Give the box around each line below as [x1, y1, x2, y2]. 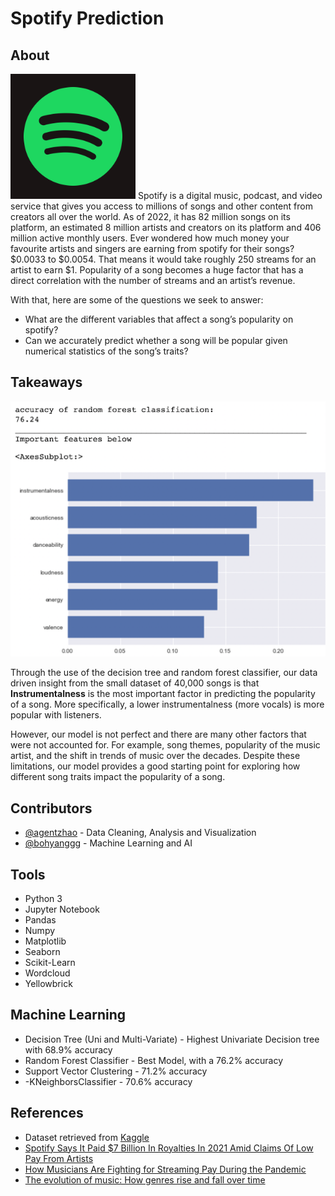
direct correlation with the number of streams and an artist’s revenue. [10, 275, 296, 286]
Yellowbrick [24, 977, 73, 989]
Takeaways [10, 374, 83, 391]
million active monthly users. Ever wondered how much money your [10, 232, 290, 244]
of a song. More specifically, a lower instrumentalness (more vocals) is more [10, 698, 325, 711]
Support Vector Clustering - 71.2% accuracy [24, 1065, 208, 1077]
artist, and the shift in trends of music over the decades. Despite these [10, 750, 301, 762]
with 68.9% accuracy [24, 1043, 113, 1056]
